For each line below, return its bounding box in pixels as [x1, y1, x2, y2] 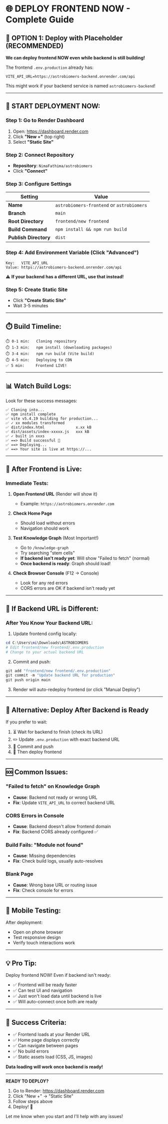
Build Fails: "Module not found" [5, 841, 84, 848]
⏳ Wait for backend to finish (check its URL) [12, 729, 103, 735]
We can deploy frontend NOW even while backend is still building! [5, 55, 145, 60]
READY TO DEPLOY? [5, 1078, 49, 1084]
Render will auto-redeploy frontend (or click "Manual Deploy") [12, 686, 141, 692]
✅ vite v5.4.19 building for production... [5, 416, 99, 421]
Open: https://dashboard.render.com [12, 128, 89, 134]
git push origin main [5, 677, 51, 682]
